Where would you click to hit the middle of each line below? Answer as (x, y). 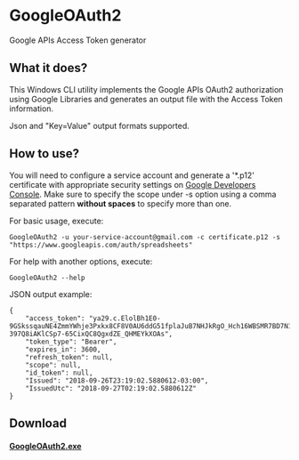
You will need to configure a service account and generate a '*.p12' (132, 175)
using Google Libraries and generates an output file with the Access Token (146, 99)
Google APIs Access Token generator (78, 40)
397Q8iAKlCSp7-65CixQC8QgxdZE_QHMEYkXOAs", (91, 334)
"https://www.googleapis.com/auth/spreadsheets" (101, 245)
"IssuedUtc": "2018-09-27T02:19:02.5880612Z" (111, 388)
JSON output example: (51, 294)
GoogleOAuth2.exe (45, 446)
